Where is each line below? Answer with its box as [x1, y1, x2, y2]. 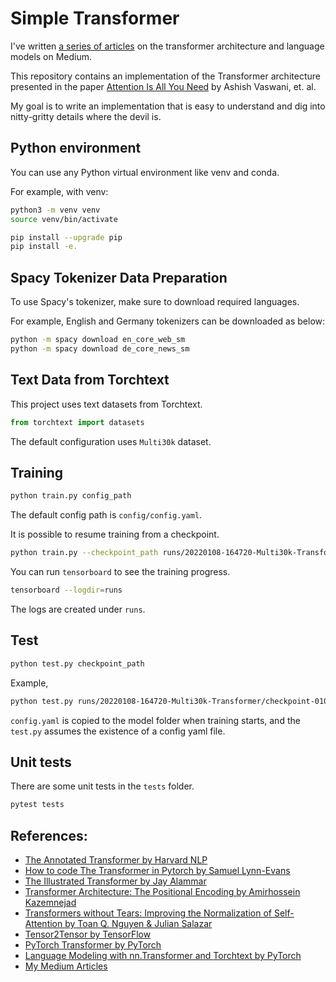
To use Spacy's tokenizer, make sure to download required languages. [10, 296, 300, 308]
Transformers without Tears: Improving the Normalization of [24, 907, 272, 919]
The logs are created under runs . [10, 603, 146, 615]
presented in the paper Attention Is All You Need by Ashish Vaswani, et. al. [10, 80, 317, 92]
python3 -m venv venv [10, 205, 101, 215]
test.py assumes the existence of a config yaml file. [10, 725, 226, 737]
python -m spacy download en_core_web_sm [10, 335, 186, 345]
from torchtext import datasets [10, 417, 145, 427]
